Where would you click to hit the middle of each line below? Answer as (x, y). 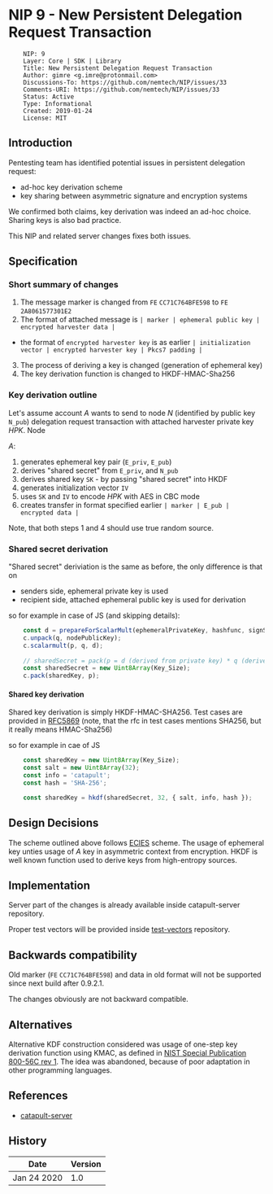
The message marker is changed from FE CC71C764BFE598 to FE (124, 302)
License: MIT (45, 118)
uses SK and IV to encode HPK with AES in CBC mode (110, 496)
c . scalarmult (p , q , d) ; (63, 645)
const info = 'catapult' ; (67, 776)
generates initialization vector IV (74, 488)
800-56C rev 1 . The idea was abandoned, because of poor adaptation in (129, 1061)
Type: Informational (58, 103)
